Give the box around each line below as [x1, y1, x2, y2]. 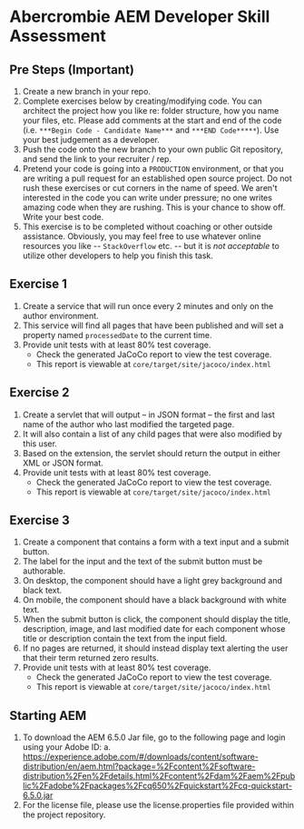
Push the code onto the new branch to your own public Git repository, [22, 144, 283, 155]
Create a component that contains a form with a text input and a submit [22, 536, 289, 547]
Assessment [9, 25, 106, 46]
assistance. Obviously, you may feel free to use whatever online [22, 231, 261, 242]
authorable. [22, 565, 66, 576]
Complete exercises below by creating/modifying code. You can [22, 95, 263, 106]
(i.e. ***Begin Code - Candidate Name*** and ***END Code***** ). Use [22, 125, 279, 135]
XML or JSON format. [22, 457, 104, 468]
